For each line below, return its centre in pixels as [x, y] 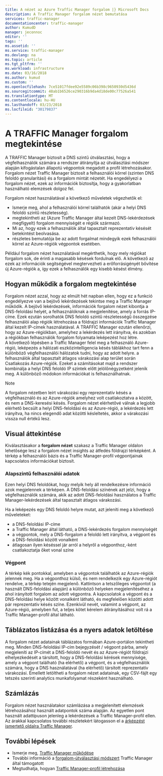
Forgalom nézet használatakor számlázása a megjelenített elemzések [74, 705]
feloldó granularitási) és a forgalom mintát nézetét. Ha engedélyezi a [73, 178]
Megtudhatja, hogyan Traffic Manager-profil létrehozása [68, 769]
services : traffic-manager [32, 19]
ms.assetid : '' [20, 46]
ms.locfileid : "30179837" [31, 110]
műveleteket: [18, 514]
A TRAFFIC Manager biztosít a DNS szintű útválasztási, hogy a [68, 157]
